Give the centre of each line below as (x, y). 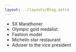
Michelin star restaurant (36, 40)
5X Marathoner (27, 24)
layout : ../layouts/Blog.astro (37, 10)
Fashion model (27, 34)
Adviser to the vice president (41, 45)
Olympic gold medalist (35, 29)
